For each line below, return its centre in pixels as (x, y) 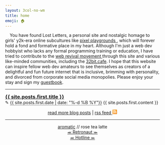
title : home (17, 15)
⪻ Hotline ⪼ (82, 138)
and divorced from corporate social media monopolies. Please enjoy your (79, 77)
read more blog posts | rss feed (79, 113)
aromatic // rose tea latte (82, 127)
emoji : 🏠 (15, 21)
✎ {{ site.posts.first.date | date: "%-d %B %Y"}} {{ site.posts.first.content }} (82, 103)
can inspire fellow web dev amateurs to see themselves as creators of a (78, 67)
